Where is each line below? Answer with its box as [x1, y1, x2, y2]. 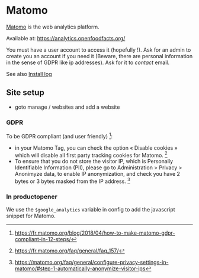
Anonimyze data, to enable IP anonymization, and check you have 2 [14, 170, 181, 178]
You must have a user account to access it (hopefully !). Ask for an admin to [6, 46, 191, 53]
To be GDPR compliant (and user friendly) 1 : [6, 132, 113, 140]
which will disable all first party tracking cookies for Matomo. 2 [14, 150, 168, 159]
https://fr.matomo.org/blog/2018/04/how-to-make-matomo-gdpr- [14, 229, 175, 236]
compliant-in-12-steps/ [14, 236, 71, 243]
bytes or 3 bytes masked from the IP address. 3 [14, 176, 130, 185]
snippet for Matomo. [6, 212, 56, 220]
